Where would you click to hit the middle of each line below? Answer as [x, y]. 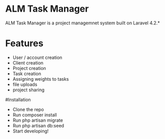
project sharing [28, 90]
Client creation [28, 63]
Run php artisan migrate [38, 120]
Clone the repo [28, 109]
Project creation [29, 68]
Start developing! [31, 131]
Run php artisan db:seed [38, 125]
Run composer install [35, 115]
